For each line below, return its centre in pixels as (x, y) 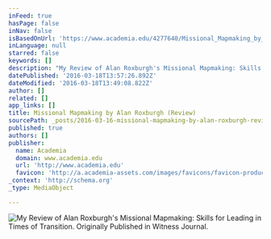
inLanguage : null (38, 46)
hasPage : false (34, 23)
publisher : (27, 143)
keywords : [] (30, 61)
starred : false (34, 53)
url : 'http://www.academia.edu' (70, 166)
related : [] (28, 98)
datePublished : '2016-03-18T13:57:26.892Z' (83, 76)
